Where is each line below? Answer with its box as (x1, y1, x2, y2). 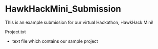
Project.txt (5, 29, 26, 34)
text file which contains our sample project (12, 38, 98, 44)
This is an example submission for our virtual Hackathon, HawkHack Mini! (5, 19, 154, 25)
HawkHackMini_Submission (5, 3, 121, 15)
